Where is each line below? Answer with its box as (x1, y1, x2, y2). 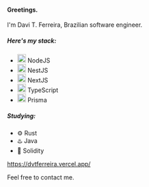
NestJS (27, 66, 49, 75)
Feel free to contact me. (7, 173, 74, 181)
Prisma (27, 96, 47, 104)
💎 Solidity (16, 146, 44, 155)
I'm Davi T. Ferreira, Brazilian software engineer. (7, 21, 143, 29)
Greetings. (7, 5, 38, 14)
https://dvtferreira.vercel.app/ (7, 160, 91, 168)
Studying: (7, 111, 36, 120)
